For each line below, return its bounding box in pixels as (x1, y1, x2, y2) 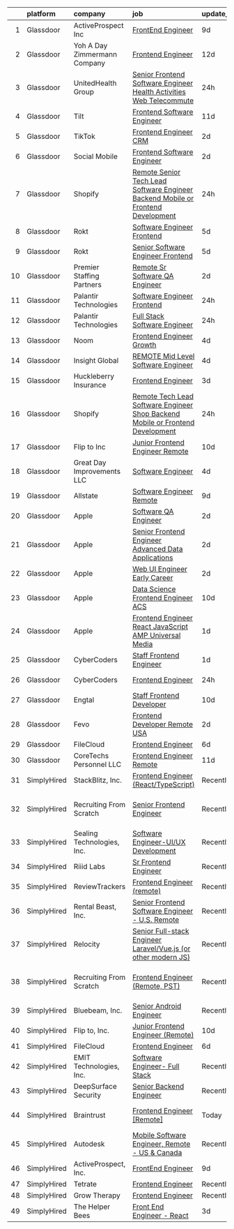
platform (26, 9, 56, 18)
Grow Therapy (73, 1191, 120, 1200)
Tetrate (73, 1179, 97, 1189)
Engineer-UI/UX (132, 837, 186, 847)
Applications (132, 553, 173, 563)
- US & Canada (132, 1148, 182, 1157)
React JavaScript (132, 622, 188, 631)
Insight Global (73, 356, 119, 365)
